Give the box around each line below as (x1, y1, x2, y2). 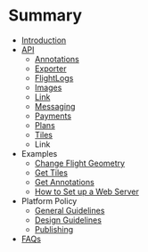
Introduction (21, 35, 67, 45)
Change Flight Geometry (34, 158, 126, 168)
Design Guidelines (34, 215, 102, 225)
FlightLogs (34, 72, 74, 83)
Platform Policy (21, 195, 78, 206)
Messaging (34, 101, 76, 111)
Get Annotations (34, 176, 95, 187)
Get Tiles (34, 167, 69, 178)
